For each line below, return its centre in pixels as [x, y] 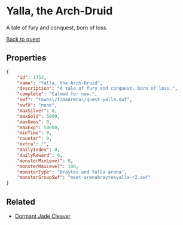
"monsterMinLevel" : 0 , [45, 161]
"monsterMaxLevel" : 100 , [48, 166]
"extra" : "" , [33, 144]
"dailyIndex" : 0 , [39, 150]
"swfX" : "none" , [37, 105]
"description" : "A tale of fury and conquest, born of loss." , [97, 89]
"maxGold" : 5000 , [39, 116]
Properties [26, 58]
